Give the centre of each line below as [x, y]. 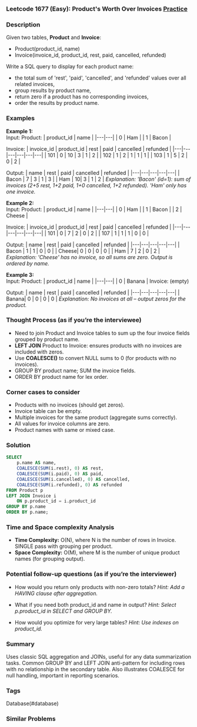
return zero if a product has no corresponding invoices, [81, 97]
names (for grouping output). [50, 559]
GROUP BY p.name [26, 507]
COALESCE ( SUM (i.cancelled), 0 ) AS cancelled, [74, 479]
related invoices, [34, 84]
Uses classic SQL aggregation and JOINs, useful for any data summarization [99, 656]
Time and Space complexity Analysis [60, 527]
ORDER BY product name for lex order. [61, 376]
